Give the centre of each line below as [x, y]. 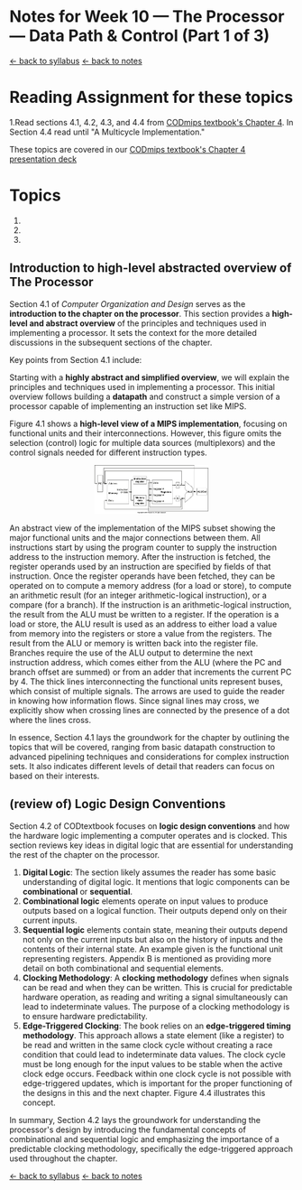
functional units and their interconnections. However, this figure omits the [146, 433]
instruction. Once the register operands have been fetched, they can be [142, 576]
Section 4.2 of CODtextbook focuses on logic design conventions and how [150, 826]
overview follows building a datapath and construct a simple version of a [145, 396]
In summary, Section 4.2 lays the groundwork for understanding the [135, 1120]
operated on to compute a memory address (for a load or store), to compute [151, 585]
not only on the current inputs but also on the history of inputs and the [153, 939]
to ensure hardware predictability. [85, 1016]
